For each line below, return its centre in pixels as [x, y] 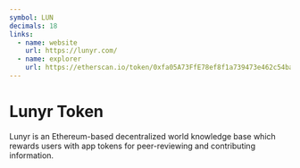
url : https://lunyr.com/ [71, 51]
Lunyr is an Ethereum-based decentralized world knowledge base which [143, 136]
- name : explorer [50, 59]
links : [21, 34]
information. [32, 155]
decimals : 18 [33, 26]
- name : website [47, 42]
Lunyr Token [57, 112]
